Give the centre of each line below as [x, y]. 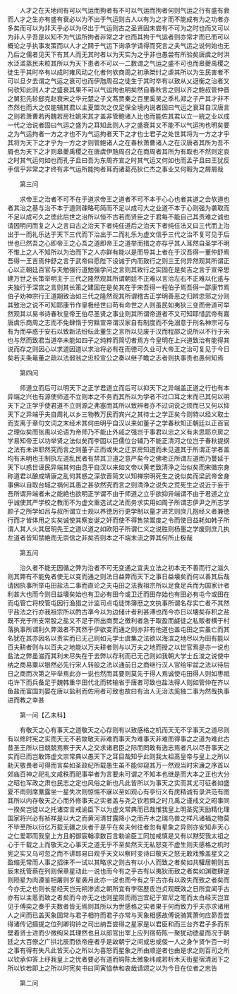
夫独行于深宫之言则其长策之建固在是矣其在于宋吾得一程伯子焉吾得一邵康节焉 [119, 287]
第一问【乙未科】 [44, 715]
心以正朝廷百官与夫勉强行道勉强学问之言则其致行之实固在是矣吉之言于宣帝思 [119, 269]
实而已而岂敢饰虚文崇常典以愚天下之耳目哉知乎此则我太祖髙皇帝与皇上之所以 [119, 756]
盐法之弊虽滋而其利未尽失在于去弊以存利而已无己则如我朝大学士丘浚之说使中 [119, 656]
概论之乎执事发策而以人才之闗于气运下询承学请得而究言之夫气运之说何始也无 [119, 46]
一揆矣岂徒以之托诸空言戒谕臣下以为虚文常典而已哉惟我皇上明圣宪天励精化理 [119, 809]
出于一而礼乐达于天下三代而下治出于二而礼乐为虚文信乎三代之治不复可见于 [115, 234]
